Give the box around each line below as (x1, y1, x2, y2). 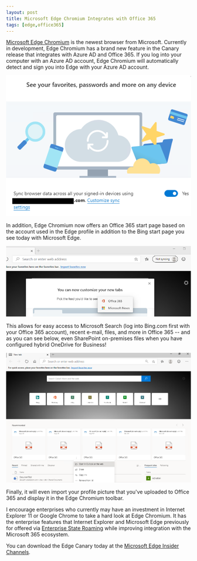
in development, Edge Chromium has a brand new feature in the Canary (6, 45, 179, 52)
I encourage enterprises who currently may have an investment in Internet (6, 506, 185, 513)
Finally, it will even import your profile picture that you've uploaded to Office (6, 488, 189, 496)
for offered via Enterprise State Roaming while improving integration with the (6, 525, 191, 532)
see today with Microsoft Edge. (6, 234, 81, 241)
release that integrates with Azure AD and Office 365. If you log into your (6, 51, 182, 58)
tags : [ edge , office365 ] (6, 22, 64, 28)
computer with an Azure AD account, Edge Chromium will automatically (6, 58, 179, 65)
